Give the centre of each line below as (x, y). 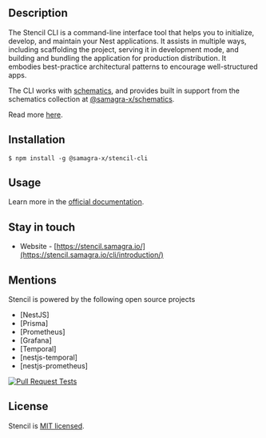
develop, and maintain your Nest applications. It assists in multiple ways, (127, 41)
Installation (37, 140)
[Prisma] (34, 323)
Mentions (33, 280)
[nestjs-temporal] (49, 358)
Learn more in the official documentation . (76, 202)
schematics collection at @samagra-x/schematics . (91, 98)
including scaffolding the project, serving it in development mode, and (123, 49)
